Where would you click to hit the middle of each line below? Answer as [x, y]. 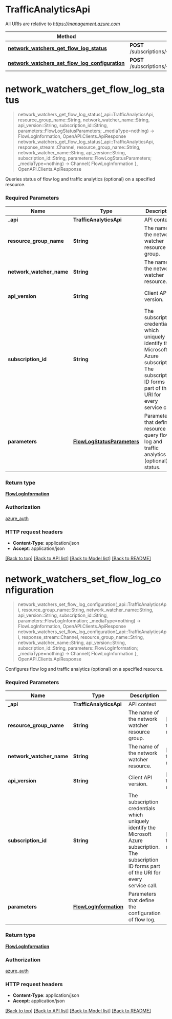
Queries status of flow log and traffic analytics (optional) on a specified [80, 179]
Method [66, 36]
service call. [143, 886]
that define [141, 900]
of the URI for [144, 873]
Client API [140, 778]
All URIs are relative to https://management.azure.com [63, 24]
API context [142, 704]
